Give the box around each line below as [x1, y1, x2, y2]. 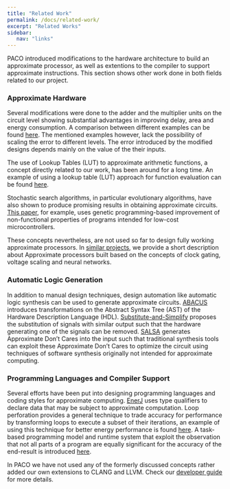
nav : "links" [16, 36, 54, 43]
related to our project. [7, 76, 69, 84]
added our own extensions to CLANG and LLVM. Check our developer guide [7, 468, 223, 477]
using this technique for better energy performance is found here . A [7, 426, 199, 434]
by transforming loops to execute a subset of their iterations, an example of [7, 418, 220, 427]
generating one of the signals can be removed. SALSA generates [7, 327, 191, 335]
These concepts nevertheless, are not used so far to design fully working [7, 236, 214, 244]
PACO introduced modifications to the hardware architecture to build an [7, 54, 209, 62]
